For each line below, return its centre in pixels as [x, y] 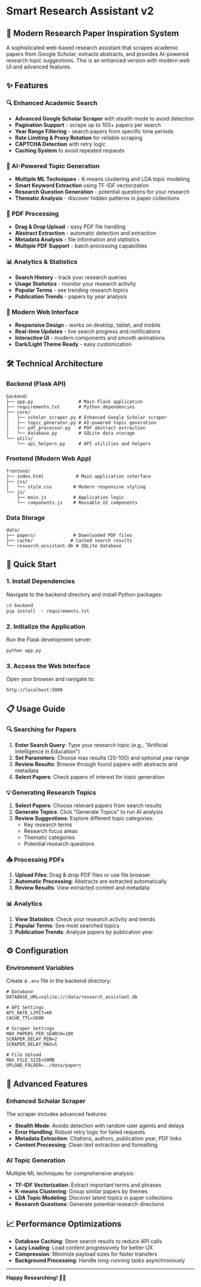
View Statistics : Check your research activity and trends [85, 919]
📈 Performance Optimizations [64, 1224]
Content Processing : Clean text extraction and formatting [86, 1145]
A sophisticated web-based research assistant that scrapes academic [92, 47]
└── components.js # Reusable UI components [77, 503]
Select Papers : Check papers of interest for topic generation [89, 777]
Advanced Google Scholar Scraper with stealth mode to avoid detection [104, 118]
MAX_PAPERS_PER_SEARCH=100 [40, 1034]
